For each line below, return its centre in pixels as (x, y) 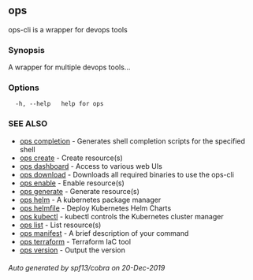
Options (24, 88)
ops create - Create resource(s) (71, 158)
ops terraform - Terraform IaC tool (75, 241)
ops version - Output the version (73, 250)
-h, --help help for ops (60, 104)
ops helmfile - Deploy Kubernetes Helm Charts (95, 208)
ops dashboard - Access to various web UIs (91, 166)
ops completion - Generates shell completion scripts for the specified (132, 141)
